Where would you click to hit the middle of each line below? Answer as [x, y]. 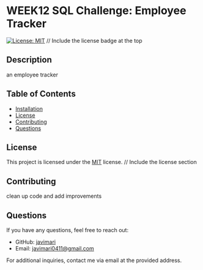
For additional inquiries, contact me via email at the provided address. [94, 260]
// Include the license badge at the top [94, 40]
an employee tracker [32, 75]
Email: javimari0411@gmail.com [55, 248]
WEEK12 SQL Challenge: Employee [96, 11]
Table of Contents [41, 94]
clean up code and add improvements [54, 196]
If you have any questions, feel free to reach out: [68, 230]
